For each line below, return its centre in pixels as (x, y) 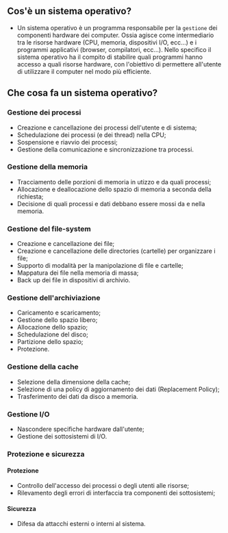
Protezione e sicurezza (46, 454)
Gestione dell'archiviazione (54, 298)
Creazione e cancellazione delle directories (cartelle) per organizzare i (116, 251)
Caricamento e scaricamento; (59, 313)
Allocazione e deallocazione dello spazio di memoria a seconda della (114, 189)
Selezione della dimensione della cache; (74, 382)
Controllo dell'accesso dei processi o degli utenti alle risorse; (103, 486)
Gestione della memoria (48, 167)
